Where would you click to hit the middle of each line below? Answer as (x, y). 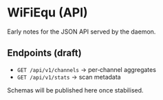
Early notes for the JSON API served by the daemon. (81, 32)
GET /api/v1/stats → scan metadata (69, 77)
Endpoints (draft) (44, 53)
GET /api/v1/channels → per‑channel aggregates (87, 69)
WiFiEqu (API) (47, 13)
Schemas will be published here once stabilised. (75, 90)
